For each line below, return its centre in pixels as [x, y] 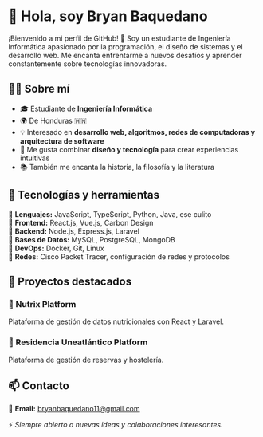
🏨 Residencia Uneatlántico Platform [78, 342]
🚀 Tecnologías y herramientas [84, 195]
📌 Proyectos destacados [70, 281]
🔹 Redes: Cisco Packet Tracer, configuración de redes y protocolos [119, 256]
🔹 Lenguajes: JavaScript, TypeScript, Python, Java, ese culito [110, 214]
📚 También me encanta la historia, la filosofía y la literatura [117, 167]
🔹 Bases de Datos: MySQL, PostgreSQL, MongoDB [92, 239]
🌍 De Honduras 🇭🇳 [53, 120]
